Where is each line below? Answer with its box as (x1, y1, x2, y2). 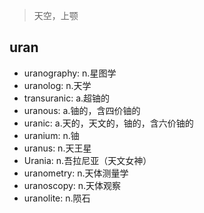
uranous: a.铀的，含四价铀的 (23, 104, 141, 116)
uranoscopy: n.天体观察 (23, 179, 122, 191)
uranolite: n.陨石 (23, 192, 91, 204)
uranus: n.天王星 (23, 142, 92, 154)
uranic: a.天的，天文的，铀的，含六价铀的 (23, 117, 194, 129)
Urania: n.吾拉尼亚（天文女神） (23, 154, 152, 166)
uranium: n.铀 (23, 129, 80, 141)
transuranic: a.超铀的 (23, 92, 111, 104)
